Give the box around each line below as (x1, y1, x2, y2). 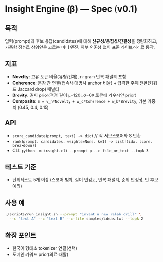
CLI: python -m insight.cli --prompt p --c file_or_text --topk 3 (12, 147, 149, 153)
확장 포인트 (5, 231, 37, 239)
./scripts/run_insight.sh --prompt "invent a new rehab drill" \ (5, 212, 141, 217)
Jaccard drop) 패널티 (17, 86, 60, 92)
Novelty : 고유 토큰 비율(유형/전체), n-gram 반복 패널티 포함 (12, 73, 126, 79)
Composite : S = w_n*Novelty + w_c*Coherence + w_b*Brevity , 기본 (12, 98, 147, 104)
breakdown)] (12, 143, 37, 148)
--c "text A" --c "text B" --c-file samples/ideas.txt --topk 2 (9, 216, 143, 221)
